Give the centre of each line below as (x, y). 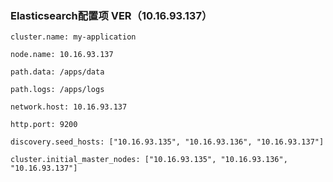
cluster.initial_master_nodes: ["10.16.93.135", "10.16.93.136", (149, 160)
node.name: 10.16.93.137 (62, 55)
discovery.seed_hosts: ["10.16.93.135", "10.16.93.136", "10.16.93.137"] (167, 142)
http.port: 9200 (44, 125)
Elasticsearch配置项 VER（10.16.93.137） (111, 15)
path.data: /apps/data (57, 72)
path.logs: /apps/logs (57, 90)
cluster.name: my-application (73, 37)
